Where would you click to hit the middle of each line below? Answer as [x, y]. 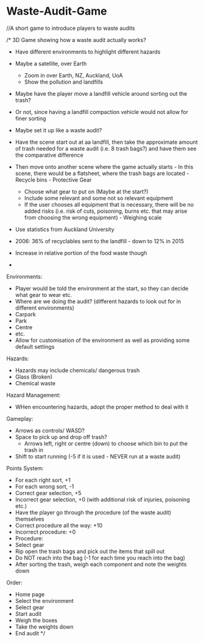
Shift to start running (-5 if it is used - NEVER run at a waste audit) [98, 456]
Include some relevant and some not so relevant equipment [99, 198]
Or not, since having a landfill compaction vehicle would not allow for [102, 112]
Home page [30, 594]
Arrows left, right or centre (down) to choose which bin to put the [106, 443]
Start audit [28, 613]
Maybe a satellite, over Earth [51, 63]
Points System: [25, 468]
